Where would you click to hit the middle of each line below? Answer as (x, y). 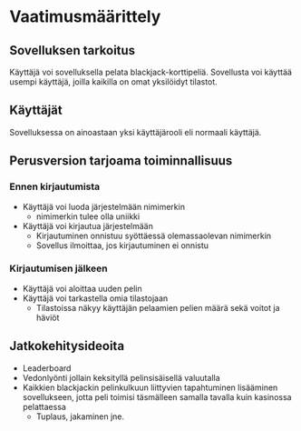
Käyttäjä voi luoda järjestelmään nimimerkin (104, 206)
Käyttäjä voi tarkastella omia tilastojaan (95, 298)
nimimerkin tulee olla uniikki (88, 216)
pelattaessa (44, 406)
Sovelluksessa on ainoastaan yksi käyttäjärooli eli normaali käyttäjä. (136, 132)
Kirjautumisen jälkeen (59, 268)
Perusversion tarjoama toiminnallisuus (121, 161)
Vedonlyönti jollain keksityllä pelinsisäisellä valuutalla (121, 377)
